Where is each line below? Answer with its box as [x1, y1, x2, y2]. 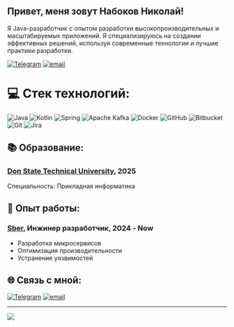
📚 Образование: [7, 142, 84, 154]
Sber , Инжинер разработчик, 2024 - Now [7, 223, 154, 233]
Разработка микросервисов [17, 239, 102, 248]
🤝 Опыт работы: [7, 202, 80, 214]
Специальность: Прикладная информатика [7, 182, 136, 190]
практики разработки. [7, 46, 73, 54]
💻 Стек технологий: [7, 86, 130, 101]
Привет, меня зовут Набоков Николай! [7, 6, 185, 17]
